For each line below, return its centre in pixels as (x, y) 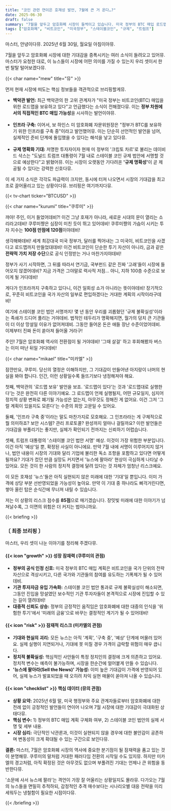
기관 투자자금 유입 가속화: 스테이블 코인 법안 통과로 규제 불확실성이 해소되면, (88, 587)
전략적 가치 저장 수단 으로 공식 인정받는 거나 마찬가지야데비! (63, 254)
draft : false (19, 19)
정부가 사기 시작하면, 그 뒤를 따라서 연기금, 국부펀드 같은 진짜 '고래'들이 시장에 (82, 264)
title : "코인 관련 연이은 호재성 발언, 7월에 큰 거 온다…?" (61, 10)
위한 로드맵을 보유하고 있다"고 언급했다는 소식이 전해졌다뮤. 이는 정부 (81, 107)
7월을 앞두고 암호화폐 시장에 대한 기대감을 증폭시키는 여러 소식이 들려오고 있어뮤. (85, 55)
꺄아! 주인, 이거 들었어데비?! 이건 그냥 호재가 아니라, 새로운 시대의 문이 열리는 (81, 217)
